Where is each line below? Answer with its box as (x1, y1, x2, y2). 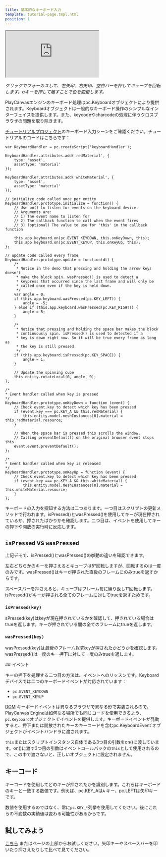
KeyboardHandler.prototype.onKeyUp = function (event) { (5, 470, 125, 475)
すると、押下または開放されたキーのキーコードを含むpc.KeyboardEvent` (5, 722, 153, 728)
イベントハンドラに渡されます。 (26, 728, 92, 734)
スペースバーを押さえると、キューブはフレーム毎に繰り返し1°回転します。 (5, 586, 155, 592)
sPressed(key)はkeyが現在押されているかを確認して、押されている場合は (5, 615, 154, 621)
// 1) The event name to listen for (14, 214, 90, 219)
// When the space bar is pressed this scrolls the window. (14, 431, 141, 436)
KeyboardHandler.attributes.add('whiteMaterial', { (5, 175, 114, 180)
